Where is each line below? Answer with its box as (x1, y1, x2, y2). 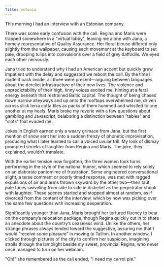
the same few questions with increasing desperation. (5, 200, 112, 206)
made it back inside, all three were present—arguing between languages (5, 76, 153, 82)
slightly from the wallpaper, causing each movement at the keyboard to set (5, 46, 157, 52)
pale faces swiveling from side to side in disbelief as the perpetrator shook (5, 184, 157, 190)
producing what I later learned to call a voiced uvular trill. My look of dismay (5, 138, 159, 144)
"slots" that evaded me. (5, 118, 53, 124)
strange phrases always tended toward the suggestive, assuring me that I (5, 225, 154, 232)
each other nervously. (5, 56, 50, 62)
